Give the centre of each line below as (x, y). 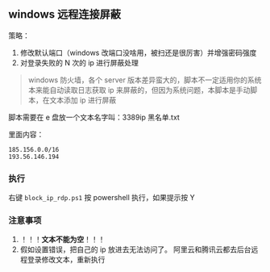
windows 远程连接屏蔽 (65, 15)
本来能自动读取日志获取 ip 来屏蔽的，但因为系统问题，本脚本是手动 (139, 90)
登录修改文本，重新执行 (66, 260)
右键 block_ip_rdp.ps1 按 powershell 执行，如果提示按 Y (102, 198)
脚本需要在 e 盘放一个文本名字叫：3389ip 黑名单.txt (94, 117)
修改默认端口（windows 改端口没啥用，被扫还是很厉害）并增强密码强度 (138, 52)
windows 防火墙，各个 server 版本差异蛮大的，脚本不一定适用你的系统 (145, 80)
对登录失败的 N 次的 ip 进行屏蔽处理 (79, 62)
